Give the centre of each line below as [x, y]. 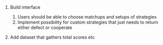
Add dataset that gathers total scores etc [52, 37]
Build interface [25, 7]
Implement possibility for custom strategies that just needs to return [88, 22]
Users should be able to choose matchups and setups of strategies [87, 17]
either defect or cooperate [45, 27]
